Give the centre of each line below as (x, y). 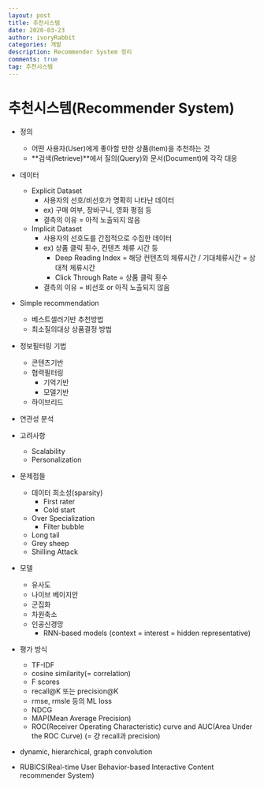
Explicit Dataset (57, 191)
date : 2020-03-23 (37, 30)
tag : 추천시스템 (31, 67)
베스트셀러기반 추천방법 (67, 319)
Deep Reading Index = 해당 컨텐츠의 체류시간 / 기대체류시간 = (151, 258)
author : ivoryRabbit (42, 37)
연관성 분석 (37, 418)
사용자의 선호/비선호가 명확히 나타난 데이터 (109, 200)
